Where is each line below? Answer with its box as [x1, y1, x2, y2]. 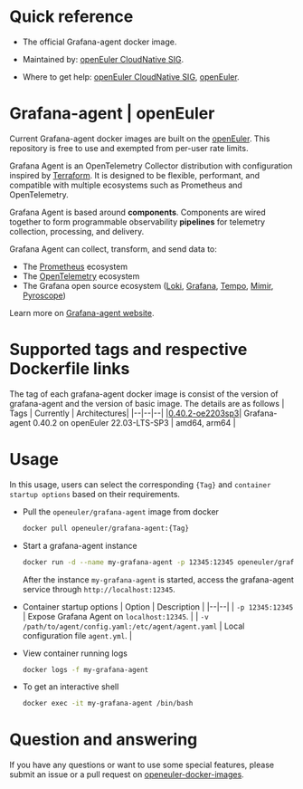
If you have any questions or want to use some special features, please [9, 759, 274, 771]
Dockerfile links [9, 359, 130, 380]
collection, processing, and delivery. [9, 226, 145, 236]
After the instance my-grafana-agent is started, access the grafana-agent [22, 573, 294, 585]
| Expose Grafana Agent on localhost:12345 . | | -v [22, 611, 210, 621]
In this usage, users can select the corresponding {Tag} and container [9, 478, 271, 490]
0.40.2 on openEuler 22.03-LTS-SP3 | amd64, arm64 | [33, 417, 237, 428]
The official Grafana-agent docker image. [22, 36, 177, 47]
